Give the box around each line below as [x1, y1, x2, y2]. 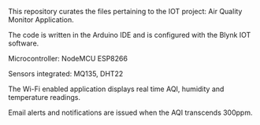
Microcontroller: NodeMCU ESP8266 [8, 54, 128, 63]
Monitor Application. [8, 15, 74, 24]
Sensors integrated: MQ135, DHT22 [8, 69, 124, 78]
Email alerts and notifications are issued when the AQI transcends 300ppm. [8, 108, 253, 117]
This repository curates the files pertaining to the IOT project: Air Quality [8, 7, 243, 16]
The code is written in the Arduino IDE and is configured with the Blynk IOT [8, 31, 251, 39]
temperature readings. [8, 93, 81, 101]
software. [8, 39, 39, 48]
